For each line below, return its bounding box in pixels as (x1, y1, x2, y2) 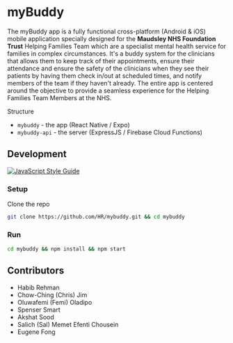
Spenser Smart (17, 305, 61, 314)
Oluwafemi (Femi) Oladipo (17, 298, 93, 306)
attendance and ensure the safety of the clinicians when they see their (7, 64, 209, 72)
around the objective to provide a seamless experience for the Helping (7, 86, 209, 95)
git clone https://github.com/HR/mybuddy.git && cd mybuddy (7, 214, 186, 221)
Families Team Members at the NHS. (7, 93, 112, 102)
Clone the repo (7, 200, 50, 209)
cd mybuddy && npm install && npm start (7, 246, 127, 253)
